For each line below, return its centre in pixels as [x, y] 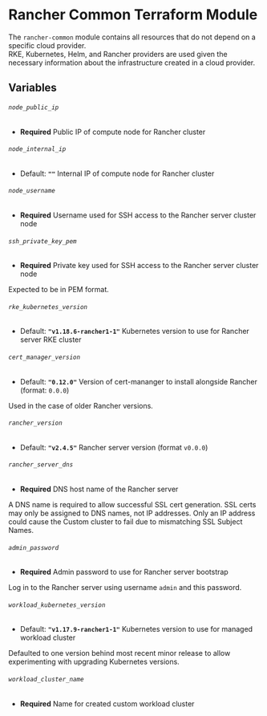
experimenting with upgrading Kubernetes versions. [94, 662]
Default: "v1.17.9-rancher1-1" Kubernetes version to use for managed [136, 629]
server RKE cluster [51, 340]
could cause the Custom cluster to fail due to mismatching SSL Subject [125, 521]
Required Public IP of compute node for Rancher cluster [113, 132]
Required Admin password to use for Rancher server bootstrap [124, 572]
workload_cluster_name [46, 679]
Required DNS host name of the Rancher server [99, 489]
